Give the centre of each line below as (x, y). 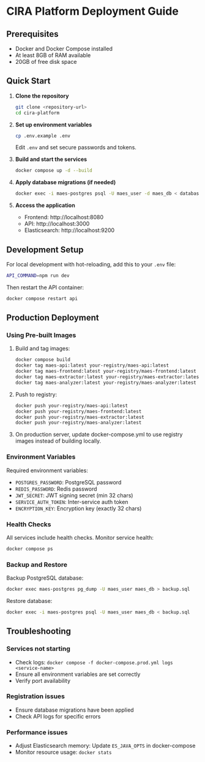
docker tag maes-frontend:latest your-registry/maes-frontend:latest (106, 371)
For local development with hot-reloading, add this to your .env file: (91, 264)
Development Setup (45, 250)
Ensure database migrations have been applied (74, 710)
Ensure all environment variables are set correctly (78, 674)
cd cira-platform (37, 113)
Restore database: (29, 601)
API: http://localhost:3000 (57, 224)
